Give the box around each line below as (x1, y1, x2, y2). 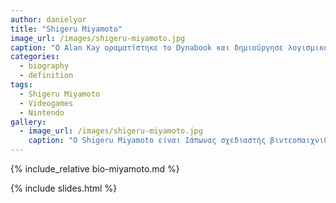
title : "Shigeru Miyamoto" (10, 24, 123, 34)
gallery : (10, 117, 47, 127)
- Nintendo (19, 107, 65, 118)
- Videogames (19, 98, 74, 108)
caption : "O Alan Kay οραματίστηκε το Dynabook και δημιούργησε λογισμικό (10, 42, 329, 53)
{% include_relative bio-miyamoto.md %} (10, 163, 180, 175)
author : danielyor (10, 14, 87, 25)
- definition (19, 71, 74, 81)
